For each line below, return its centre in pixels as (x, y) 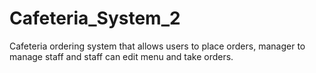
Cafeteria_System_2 (95, 18)
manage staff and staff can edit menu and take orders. (121, 56)
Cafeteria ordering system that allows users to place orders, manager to (157, 46)
